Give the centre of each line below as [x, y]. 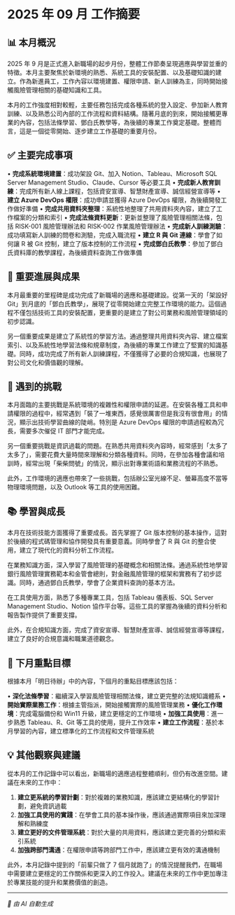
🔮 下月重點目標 [39, 663]
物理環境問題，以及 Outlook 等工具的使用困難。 [76, 487]
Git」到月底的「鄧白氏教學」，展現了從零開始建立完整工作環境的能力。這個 [114, 304]
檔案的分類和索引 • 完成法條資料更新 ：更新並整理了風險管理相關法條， [115, 217]
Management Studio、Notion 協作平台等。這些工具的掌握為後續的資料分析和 [117, 606]
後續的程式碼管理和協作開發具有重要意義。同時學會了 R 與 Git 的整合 [112, 541]
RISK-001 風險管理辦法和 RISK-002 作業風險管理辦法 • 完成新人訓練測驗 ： [121, 226]
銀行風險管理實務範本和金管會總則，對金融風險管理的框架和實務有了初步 [111, 574]
